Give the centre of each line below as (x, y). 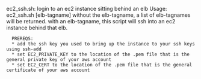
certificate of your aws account (48, 70)
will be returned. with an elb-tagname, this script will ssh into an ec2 (91, 21)
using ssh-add (24, 49)
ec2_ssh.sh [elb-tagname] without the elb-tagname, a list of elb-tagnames (98, 15)
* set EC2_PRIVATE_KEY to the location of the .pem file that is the (100, 54)
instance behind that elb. (37, 28)
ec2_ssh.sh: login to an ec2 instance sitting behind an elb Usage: (87, 9)
